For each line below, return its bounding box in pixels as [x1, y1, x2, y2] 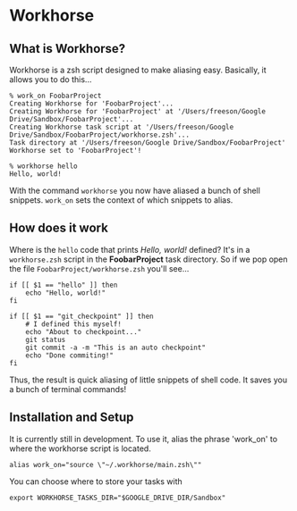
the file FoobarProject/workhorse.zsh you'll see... [9, 263, 190, 273]
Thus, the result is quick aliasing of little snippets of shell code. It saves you [9, 374, 288, 385]
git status [25, 335, 66, 344]
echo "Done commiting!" [25, 350, 115, 360]
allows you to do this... [9, 74, 92, 85]
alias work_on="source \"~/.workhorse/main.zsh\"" [9, 460, 202, 469]
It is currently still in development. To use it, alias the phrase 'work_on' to [9, 433, 278, 444]
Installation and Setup [9, 410, 134, 425]
